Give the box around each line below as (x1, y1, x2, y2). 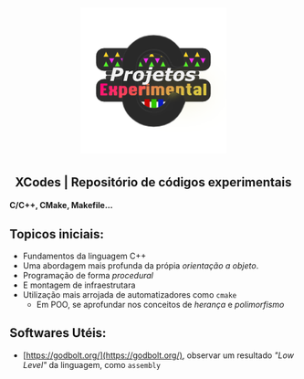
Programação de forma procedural (22, 269, 153, 280)
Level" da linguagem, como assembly (22, 359, 162, 370)
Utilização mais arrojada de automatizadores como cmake (22, 289, 237, 300)
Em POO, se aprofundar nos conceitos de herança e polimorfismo (36, 299, 285, 310)
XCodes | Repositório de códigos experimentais (15, 174, 292, 190)
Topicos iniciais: (9, 226, 105, 242)
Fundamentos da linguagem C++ (22, 250, 147, 261)
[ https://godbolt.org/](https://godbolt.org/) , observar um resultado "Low (22, 350, 295, 361)
